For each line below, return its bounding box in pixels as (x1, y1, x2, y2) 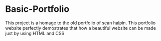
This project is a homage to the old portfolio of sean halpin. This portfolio (5, 20, 156, 26)
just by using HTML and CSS (5, 30, 65, 36)
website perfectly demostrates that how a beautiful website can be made (5, 25, 156, 31)
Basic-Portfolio (5, 3, 70, 15)
